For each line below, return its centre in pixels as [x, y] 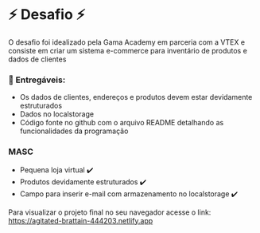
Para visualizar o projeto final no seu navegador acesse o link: [110, 212]
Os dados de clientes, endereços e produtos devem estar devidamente [136, 97]
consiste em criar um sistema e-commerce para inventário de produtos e [128, 50]
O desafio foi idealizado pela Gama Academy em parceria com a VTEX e [126, 42]
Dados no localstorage [56, 114]
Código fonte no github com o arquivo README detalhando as [122, 123]
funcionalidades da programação [74, 131]
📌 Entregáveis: [37, 80]
